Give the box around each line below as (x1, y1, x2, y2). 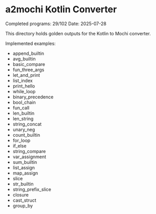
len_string (12, 115, 34, 121)
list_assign (12, 164, 35, 170)
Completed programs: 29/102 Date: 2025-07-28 (5, 20, 106, 27)
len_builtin (12, 110, 35, 116)
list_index (12, 77, 33, 83)
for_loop (12, 137, 31, 143)
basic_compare (12, 61, 45, 67)
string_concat (12, 121, 42, 127)
